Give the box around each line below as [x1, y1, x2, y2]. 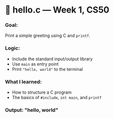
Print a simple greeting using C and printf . [5, 33, 90, 38]
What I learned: [5, 78, 42, 85]
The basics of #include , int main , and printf [12, 95, 102, 101]
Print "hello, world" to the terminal [12, 66, 83, 72]
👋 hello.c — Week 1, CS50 [5, 4, 110, 16]
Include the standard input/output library [12, 56, 93, 62]
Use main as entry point [12, 61, 59, 67]
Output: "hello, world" [5, 107, 58, 113]
